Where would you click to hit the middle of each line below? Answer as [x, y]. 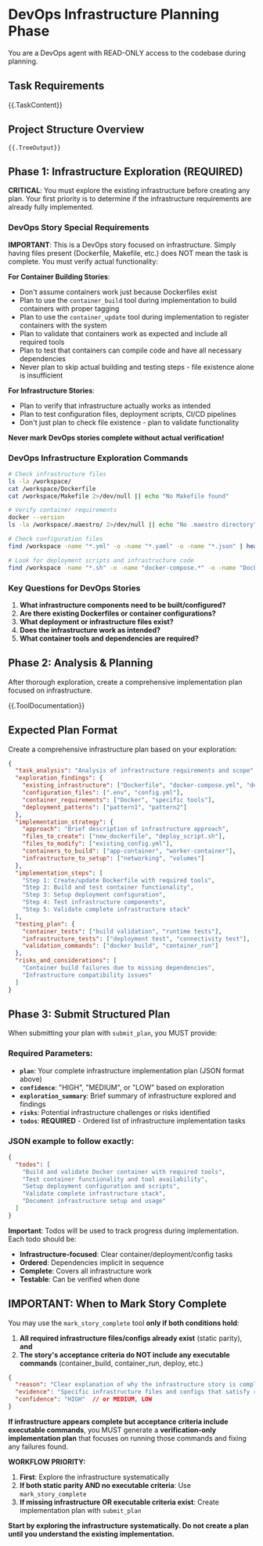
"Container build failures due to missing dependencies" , [119, 968]
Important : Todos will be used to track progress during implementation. [124, 1230]
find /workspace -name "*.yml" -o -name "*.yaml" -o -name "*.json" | [126, 546]
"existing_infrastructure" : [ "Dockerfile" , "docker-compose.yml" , [133, 786]
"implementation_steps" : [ [59, 873]
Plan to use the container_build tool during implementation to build [128, 300]
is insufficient [41, 375]
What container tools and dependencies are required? [109, 638]
